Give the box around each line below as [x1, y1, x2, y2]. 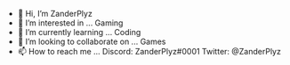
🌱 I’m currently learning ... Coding [17, 27, 141, 37]
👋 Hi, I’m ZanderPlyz [17, 9, 93, 18]
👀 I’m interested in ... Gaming [17, 18, 124, 28]
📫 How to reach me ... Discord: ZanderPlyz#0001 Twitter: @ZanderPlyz [17, 47, 282, 56]
